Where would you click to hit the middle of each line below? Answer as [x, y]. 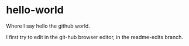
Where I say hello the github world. [48, 26]
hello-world [35, 10]
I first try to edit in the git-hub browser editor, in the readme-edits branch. [94, 37]
